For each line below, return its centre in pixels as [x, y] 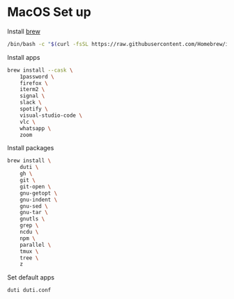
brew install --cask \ [40, 70]
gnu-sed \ [34, 206]
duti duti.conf [29, 290]
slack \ [31, 103]
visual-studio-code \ [51, 115]
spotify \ [34, 109]
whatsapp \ [36, 128]
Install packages [31, 148]
